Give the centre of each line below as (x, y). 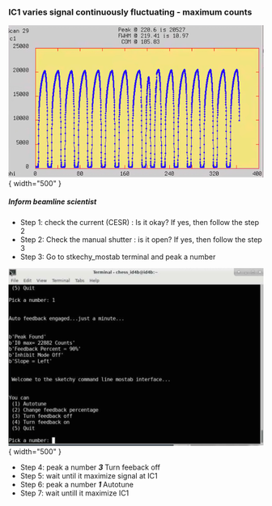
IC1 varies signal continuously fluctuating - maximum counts (130, 12)
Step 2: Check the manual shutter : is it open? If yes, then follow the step (141, 239)
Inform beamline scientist (53, 202)
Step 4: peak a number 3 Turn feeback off (90, 467)
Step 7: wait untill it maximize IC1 (74, 493)
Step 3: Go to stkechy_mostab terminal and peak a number (118, 257)
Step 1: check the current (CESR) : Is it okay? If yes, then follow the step (140, 222)
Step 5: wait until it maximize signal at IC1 (89, 475)
